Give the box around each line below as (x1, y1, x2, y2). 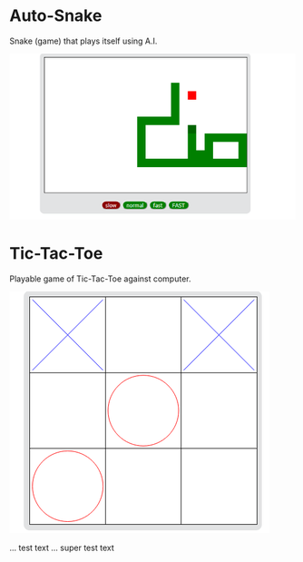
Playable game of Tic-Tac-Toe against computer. (9, 273, 192, 284)
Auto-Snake (9, 5, 103, 26)
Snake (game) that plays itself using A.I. (9, 35, 158, 46)
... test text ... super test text (9, 542, 115, 553)
